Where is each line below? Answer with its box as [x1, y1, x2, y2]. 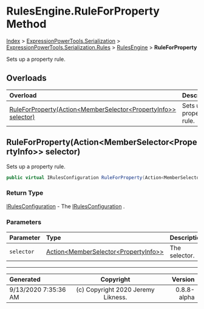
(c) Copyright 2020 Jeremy [75, 285, 155, 294]
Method [6, 17, 47, 31]
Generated [9, 275, 41, 284]
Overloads [6, 73, 47, 83]
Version [171, 275, 195, 284]
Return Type [6, 189, 44, 197]
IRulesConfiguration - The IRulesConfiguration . [6, 202, 125, 210]
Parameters [6, 217, 41, 226]
